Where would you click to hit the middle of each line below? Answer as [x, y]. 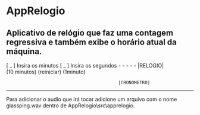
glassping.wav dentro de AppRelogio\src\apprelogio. [71, 106]
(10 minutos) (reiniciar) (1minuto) [46, 72]
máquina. [24, 51]
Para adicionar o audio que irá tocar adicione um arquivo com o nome [92, 99]
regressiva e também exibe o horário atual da [92, 42]
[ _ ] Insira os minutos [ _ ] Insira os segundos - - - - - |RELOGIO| [85, 66]
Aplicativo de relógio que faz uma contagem [90, 33]
